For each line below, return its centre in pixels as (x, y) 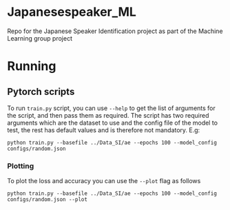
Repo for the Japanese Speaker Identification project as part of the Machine (115, 31)
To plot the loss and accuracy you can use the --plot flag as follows (104, 181)
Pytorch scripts (41, 91)
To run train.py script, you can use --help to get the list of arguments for (111, 108)
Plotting (21, 166)
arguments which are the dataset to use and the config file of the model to (113, 123)
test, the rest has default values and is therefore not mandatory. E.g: (104, 130)
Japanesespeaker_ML (72, 12)
